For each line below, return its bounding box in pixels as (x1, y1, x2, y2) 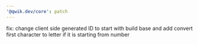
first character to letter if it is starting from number (6, 31, 130, 38)
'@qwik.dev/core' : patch (6, 8, 68, 15)
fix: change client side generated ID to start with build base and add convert (6, 25, 193, 32)
